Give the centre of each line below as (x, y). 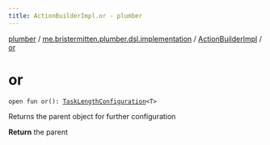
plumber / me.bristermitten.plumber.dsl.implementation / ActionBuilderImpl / (135, 39)
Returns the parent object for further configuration (92, 116)
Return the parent (38, 132)
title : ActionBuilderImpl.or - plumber (76, 16)
